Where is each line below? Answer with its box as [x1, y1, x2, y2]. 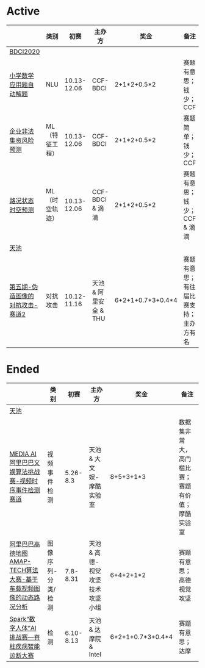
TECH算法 [9, 566, 38, 574]
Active [6, 4, 40, 18]
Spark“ [9, 614, 29, 623]
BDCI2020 [9, 47, 40, 56]
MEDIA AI [9, 450, 37, 458]
